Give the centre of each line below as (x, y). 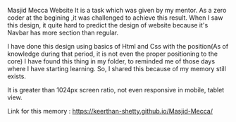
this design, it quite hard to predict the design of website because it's (108, 25)
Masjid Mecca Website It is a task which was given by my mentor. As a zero (117, 10)
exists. (17, 76)
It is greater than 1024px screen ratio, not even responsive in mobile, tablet (116, 90)
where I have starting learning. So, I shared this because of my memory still (117, 69)
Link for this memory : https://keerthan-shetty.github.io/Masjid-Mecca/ (110, 111)
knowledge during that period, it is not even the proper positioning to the (113, 54)
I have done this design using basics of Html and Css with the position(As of (118, 46)
